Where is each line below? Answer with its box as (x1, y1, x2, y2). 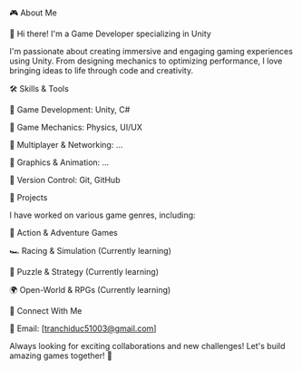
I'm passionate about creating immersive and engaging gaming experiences (9, 46, 293, 56)
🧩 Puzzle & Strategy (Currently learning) (9, 267, 160, 277)
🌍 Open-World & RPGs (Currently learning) (9, 285, 171, 295)
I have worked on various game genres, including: (9, 209, 197, 220)
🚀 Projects (9, 192, 48, 202)
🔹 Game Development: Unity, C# (9, 104, 131, 115)
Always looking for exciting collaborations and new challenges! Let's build (9, 341, 286, 351)
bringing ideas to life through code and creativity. (9, 65, 193, 75)
